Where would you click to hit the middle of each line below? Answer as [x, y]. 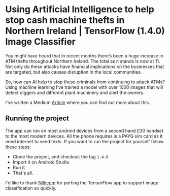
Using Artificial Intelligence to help [80, 9]
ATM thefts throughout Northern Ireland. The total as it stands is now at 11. [83, 61]
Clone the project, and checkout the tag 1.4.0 [60, 156]
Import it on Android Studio [41, 162]
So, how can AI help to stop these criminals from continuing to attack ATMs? [85, 82]
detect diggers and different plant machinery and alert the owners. [75, 92]
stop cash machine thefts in [65, 20]
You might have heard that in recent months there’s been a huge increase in [84, 56]
